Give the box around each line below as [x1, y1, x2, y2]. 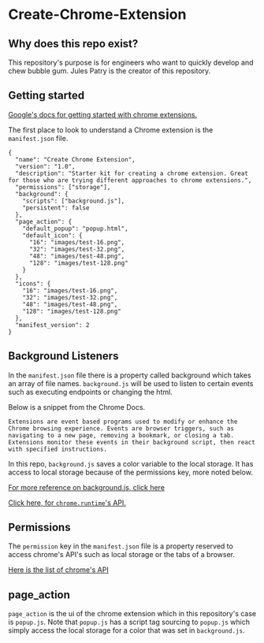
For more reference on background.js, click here [8, 482, 165, 492]
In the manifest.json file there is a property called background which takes [8, 370, 251, 380]
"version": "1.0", [15, 162, 76, 170]
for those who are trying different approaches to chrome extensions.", [8, 176, 252, 184]
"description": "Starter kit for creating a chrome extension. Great [15, 169, 248, 177]
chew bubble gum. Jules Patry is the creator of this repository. [8, 66, 211, 76]
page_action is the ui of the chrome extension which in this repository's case [8, 609, 257, 619]
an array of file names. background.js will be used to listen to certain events [8, 378, 254, 388]
